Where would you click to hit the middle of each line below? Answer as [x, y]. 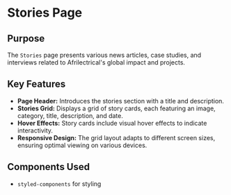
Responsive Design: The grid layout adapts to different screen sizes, [116, 137]
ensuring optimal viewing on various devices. [82, 145]
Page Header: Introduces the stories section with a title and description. [121, 101]
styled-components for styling [59, 184]
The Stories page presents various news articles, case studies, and [104, 55]
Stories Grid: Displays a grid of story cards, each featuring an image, [116, 108]
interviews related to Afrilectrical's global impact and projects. [96, 62]
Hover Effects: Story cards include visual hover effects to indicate [112, 123]
